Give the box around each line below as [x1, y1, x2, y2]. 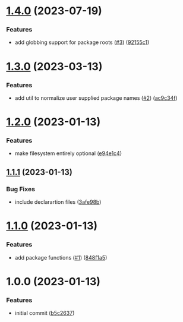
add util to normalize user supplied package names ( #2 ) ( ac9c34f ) [14, 94, 178, 102]
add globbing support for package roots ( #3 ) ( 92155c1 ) [14, 39, 150, 46]
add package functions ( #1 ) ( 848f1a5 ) [14, 254, 108, 261]
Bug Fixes [6, 185, 36, 193]
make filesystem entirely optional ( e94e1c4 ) [14, 150, 122, 157]
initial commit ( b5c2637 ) [14, 310, 75, 317]
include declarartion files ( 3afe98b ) [14, 198, 102, 206]
